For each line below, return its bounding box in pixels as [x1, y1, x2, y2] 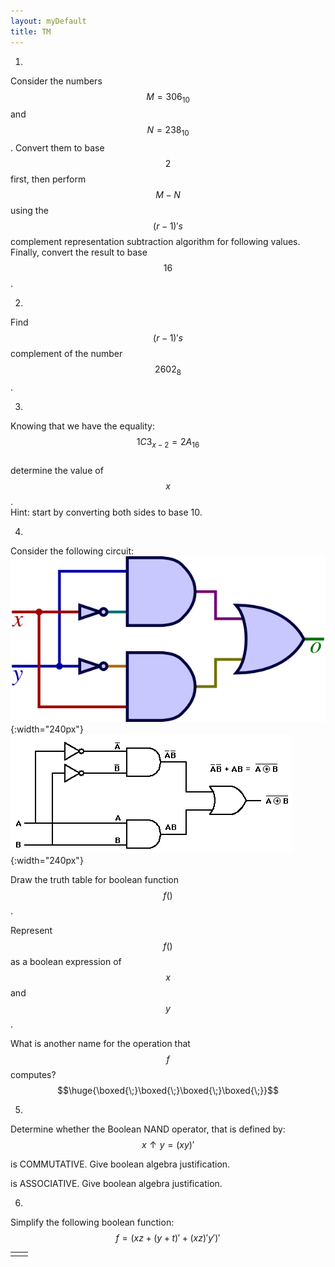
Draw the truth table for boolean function [10, 874, 179, 886]
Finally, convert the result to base [10, 246, 148, 259]
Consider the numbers [10, 75, 103, 87]
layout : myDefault [10, 16, 87, 26]
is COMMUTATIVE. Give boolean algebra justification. [10, 1158, 231, 1170]
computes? [10, 1069, 57, 1081]
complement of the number [10, 348, 123, 360]
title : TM [10, 26, 52, 37]
